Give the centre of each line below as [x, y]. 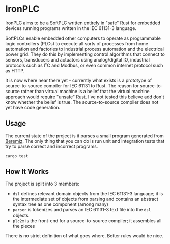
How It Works [27, 172]
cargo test [17, 156]
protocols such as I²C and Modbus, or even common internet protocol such [84, 65]
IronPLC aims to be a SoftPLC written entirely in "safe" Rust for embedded [83, 23]
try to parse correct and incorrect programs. [52, 146]
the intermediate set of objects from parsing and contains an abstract [86, 199]
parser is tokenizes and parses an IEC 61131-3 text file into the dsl [82, 210]
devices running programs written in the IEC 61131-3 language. [71, 28]
